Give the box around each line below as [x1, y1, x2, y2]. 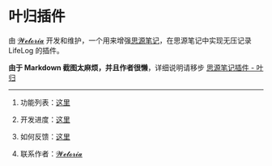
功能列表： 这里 [19, 98, 70, 107]
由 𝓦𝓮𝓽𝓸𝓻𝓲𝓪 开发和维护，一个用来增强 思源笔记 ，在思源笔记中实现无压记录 [8, 35, 253, 45]
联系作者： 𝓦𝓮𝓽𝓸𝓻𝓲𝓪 [19, 148, 83, 158]
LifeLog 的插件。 [8, 45, 65, 55]
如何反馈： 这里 [19, 131, 70, 141]
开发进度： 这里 [19, 114, 70, 124]
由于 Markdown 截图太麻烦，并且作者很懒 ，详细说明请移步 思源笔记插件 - [8, 62, 255, 73]
